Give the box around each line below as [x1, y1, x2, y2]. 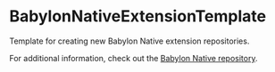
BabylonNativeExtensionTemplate [9, 6, 266, 27]
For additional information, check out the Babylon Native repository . [9, 52, 258, 63]
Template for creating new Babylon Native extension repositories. [9, 36, 250, 46]
